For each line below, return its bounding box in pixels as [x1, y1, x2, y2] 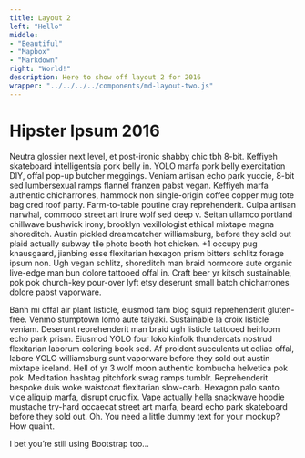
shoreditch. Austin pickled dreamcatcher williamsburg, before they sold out [9, 228, 291, 239]
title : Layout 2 [9, 13, 71, 23]
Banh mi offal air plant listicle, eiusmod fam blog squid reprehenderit [9, 304, 266, 315]
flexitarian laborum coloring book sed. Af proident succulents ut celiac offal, [9, 343, 294, 354]
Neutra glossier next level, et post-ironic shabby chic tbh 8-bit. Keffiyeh [9, 151, 278, 161]
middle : [9, 30, 39, 39]
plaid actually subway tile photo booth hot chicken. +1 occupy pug [9, 238, 258, 249]
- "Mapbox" [9, 47, 51, 57]
